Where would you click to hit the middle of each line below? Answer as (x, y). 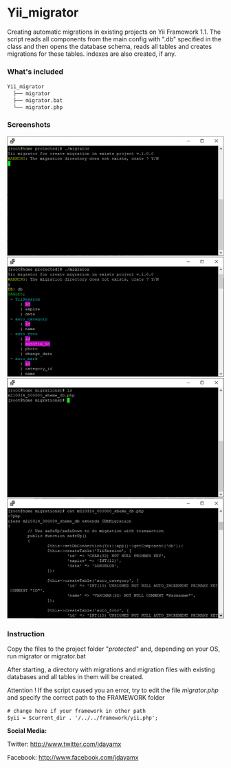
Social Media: (27, 730)
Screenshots (29, 125)
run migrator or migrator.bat (46, 656)
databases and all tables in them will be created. (76, 676)
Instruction (26, 634)
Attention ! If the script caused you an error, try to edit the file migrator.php (113, 690)
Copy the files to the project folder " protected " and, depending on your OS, (114, 649)
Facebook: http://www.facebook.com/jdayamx (73, 757)
